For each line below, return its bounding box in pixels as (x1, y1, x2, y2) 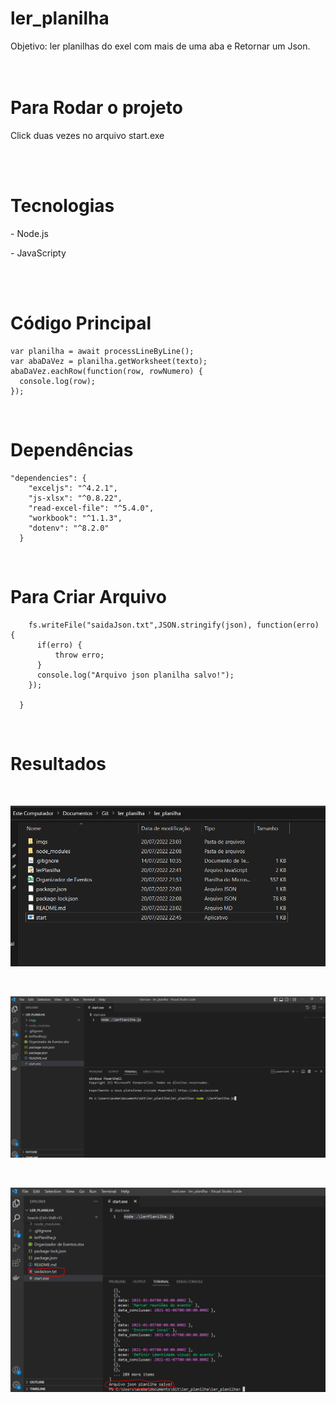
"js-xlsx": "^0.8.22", (28, 493, 123, 503)
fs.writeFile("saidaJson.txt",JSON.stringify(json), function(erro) (28, 620, 320, 630)
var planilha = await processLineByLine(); (10, 346, 195, 356)
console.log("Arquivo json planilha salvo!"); (36, 670, 235, 680)
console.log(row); (19, 376, 97, 386)
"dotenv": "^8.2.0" (28, 523, 110, 533)
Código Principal (10, 312, 152, 334)
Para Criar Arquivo (10, 585, 167, 608)
